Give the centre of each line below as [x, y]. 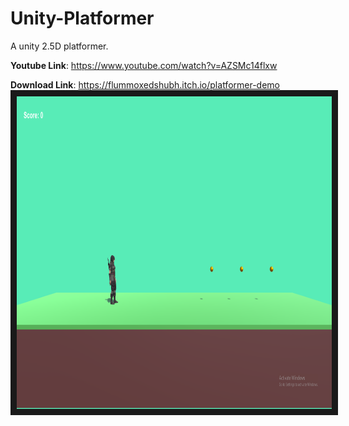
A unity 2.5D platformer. [59, 46]
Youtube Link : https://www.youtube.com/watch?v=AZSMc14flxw [144, 65]
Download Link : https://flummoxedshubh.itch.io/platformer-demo [145, 84]
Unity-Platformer [82, 18]
